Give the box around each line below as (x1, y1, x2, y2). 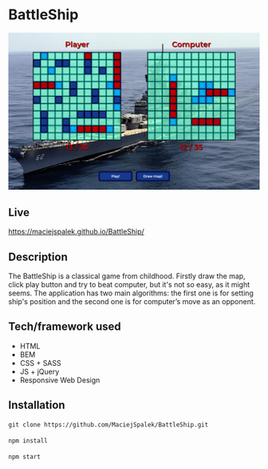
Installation (8, 399, 65, 412)
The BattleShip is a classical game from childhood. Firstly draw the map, (8, 271, 246, 281)
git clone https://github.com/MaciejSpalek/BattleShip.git (8, 420, 209, 429)
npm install (8, 436, 48, 445)
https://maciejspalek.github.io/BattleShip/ (8, 226, 145, 237)
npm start (8, 452, 41, 461)
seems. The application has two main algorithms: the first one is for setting (8, 288, 254, 298)
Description (8, 250, 68, 263)
